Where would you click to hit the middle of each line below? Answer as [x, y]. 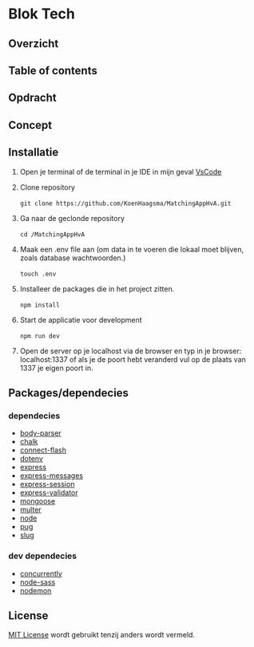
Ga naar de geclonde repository [72, 218]
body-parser [40, 433]
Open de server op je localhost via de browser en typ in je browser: [131, 351]
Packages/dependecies [69, 393]
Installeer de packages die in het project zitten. [97, 288]
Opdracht [33, 98]
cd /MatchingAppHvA [52, 234]
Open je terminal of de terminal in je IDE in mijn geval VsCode [121, 171]
